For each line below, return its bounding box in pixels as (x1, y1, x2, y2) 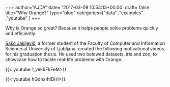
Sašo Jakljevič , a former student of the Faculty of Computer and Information (5, 40, 165, 46)
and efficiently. (5, 31, 37, 36)
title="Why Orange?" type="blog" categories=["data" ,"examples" (5, 10, 144, 16)
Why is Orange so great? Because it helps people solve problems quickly (5, 25, 159, 31)
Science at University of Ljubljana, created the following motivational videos (5, 46, 164, 51)
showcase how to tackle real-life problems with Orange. (5, 56, 123, 63)
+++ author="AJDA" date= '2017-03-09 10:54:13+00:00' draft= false (5, 5, 149, 10)
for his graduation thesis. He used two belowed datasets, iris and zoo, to (5, 51, 157, 57)
